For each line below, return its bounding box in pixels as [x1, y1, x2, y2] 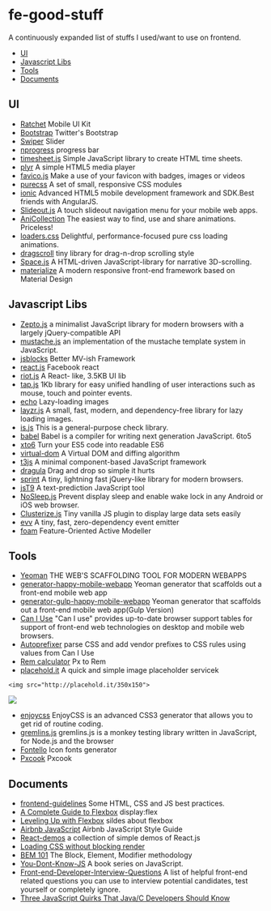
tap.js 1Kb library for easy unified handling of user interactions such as [19, 379, 256, 389]
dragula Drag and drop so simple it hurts [19, 465, 155, 475]
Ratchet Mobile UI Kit [19, 119, 91, 129]
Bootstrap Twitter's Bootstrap [19, 127, 119, 137]
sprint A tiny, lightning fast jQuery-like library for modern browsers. [19, 474, 244, 484]
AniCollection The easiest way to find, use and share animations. [19, 213, 236, 224]
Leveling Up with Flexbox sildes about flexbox [19, 816, 174, 826]
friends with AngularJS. [19, 196, 99, 206]
